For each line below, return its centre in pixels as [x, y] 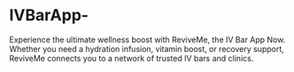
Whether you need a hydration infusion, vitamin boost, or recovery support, [147, 48]
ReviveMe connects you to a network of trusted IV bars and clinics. [132, 58]
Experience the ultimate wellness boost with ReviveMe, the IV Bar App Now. [147, 40]
